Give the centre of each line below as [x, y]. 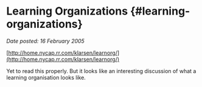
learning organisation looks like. [46, 77]
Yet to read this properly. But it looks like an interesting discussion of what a [101, 71]
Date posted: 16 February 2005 [46, 41]
